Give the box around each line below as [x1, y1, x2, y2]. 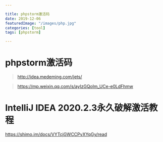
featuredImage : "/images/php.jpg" [5, 21, 77, 26]
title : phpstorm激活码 [5, 11, 50, 16]
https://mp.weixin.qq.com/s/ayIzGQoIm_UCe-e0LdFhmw [17, 84, 134, 90]
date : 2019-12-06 [5, 16, 41, 21]
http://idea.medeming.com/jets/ [17, 74, 82, 80]
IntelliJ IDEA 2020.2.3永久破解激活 [5, 102, 150, 114]
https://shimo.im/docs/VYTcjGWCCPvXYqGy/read [5, 132, 108, 137]
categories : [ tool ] [5, 25, 46, 30]
